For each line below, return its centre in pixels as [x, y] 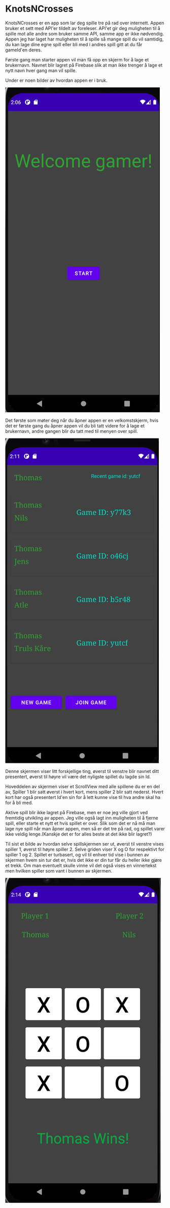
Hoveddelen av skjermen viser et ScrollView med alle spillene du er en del [82, 786]
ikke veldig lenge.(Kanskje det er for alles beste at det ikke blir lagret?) [79, 834]
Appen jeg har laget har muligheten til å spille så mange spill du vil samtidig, [84, 39]
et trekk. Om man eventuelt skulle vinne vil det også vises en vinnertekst [81, 865]
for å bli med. [19, 802]
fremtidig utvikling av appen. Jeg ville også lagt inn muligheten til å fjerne [82, 818]
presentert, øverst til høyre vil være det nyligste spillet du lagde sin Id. [78, 777]
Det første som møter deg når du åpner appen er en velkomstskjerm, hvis [82, 420]
